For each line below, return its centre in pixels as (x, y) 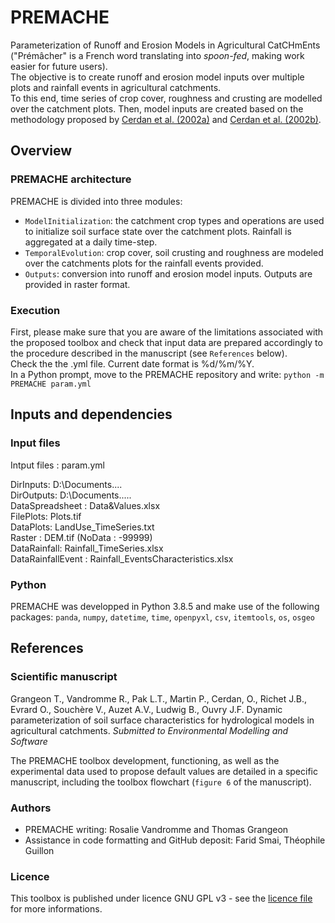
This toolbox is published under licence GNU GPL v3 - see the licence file (161, 898)
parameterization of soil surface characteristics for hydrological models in (162, 720)
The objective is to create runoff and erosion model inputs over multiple (157, 77)
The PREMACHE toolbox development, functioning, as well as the (145, 760)
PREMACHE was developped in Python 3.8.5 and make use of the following (165, 606)
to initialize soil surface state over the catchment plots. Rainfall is (158, 231)
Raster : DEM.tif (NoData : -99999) (81, 537)
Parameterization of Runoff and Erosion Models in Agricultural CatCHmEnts (165, 45)
